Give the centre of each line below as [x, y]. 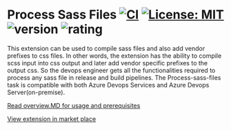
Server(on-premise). [36, 92]
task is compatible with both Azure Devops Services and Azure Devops [108, 85]
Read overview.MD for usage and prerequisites [74, 105]
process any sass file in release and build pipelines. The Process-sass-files [114, 77]
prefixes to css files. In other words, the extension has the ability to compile [114, 56]
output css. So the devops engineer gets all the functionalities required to [111, 70]
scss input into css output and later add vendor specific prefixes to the [108, 63]
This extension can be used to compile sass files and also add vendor [106, 48]
